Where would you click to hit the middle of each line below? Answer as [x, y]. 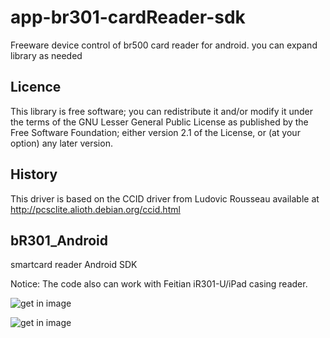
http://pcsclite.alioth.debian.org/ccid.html [95, 209]
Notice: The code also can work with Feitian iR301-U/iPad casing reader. [159, 284]
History [34, 174]
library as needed [46, 55]
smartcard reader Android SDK [74, 265]
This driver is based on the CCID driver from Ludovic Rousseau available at [165, 198]
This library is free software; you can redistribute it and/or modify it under [162, 111]
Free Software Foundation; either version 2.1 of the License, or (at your [155, 132]
